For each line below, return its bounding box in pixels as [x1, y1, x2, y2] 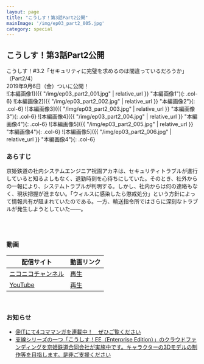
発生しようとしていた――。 [16, 205, 86, 213]
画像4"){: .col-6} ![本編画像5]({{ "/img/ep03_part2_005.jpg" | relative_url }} [6, 121, 194, 128]
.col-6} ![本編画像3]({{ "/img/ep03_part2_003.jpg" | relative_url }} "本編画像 [6, 105, 195, 113]
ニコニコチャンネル [9, 269, 65, 278]
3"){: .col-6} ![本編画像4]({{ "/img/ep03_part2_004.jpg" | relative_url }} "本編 [6, 113, 198, 121]
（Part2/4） [6, 75, 37, 82]
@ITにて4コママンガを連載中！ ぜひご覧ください [15, 328, 141, 335]
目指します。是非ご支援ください [31, 351, 111, 358]
